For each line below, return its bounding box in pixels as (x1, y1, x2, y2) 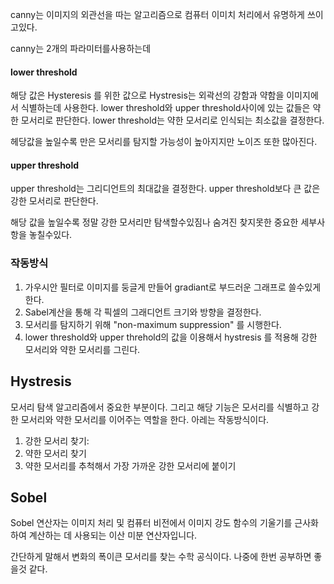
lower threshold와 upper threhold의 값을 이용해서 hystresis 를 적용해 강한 (24, 331, 318, 343)
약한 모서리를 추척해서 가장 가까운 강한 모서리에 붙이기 (24, 459, 237, 472)
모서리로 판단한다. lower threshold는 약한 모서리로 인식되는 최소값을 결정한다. (20, 114, 325, 127)
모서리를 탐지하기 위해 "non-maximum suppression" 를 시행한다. (24, 318, 282, 330)
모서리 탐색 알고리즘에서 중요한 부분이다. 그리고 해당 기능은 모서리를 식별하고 (10, 401, 310, 413)
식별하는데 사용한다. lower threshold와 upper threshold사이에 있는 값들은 (20, 102, 311, 114)
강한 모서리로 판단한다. (10, 195, 99, 207)
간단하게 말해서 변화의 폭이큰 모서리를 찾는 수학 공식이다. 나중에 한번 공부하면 (10, 551, 312, 563)
